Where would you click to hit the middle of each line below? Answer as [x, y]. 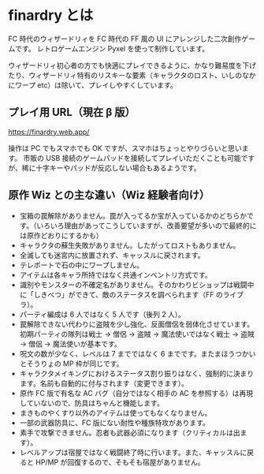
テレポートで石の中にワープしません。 [82, 265]
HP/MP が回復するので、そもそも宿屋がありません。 [120, 462]
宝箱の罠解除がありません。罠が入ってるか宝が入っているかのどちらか [133, 215]
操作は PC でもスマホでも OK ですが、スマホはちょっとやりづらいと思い [125, 148]
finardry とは [51, 15]
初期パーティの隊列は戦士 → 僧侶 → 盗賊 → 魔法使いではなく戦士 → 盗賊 [137, 334]
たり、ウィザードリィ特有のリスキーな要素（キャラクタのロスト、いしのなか [132, 75]
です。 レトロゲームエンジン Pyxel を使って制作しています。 [112, 48]
